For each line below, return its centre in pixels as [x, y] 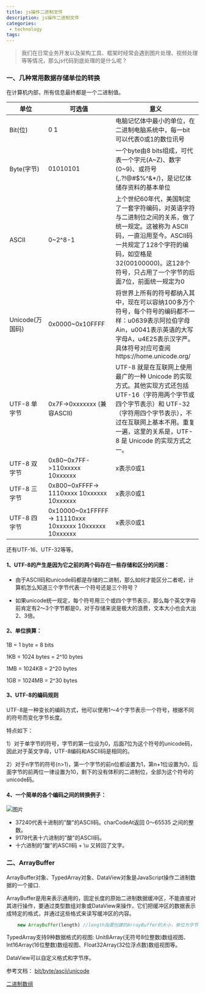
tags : [13, 35]
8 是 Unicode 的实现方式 [150, 441]
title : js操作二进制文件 [34, 12]
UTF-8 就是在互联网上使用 [154, 367]
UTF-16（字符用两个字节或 [155, 395]
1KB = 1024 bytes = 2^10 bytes [45, 656]
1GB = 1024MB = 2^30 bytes [42, 680]
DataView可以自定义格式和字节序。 [50, 958]
